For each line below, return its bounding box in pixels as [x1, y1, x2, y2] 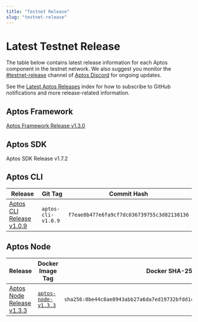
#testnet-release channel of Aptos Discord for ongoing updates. [6, 71, 162, 79]
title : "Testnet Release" [6, 8, 70, 15]
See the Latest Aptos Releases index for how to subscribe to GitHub [6, 83, 171, 90]
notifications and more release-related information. [6, 89, 130, 96]
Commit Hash [108, 190, 148, 198]
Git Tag [41, 190, 63, 198]
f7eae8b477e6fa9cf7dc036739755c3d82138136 [68, 211, 189, 218]
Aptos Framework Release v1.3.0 [6, 122, 85, 129]
